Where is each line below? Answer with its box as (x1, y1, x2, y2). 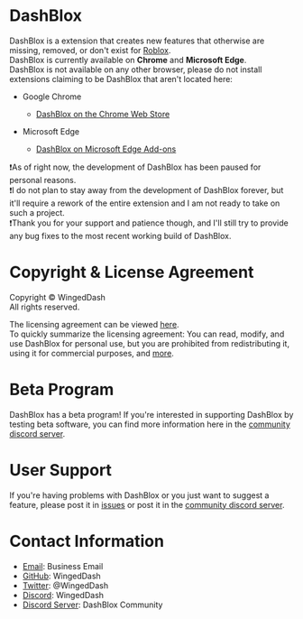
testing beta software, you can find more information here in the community (9, 419, 291, 430)
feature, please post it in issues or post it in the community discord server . (9, 499, 285, 510)
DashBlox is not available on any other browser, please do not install (9, 64, 262, 75)
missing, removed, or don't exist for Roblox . (9, 44, 171, 55)
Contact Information (9, 531, 165, 551)
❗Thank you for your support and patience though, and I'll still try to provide (9, 217, 289, 228)
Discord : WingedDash (22, 589, 105, 600)
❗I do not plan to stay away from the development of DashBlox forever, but (9, 184, 284, 195)
